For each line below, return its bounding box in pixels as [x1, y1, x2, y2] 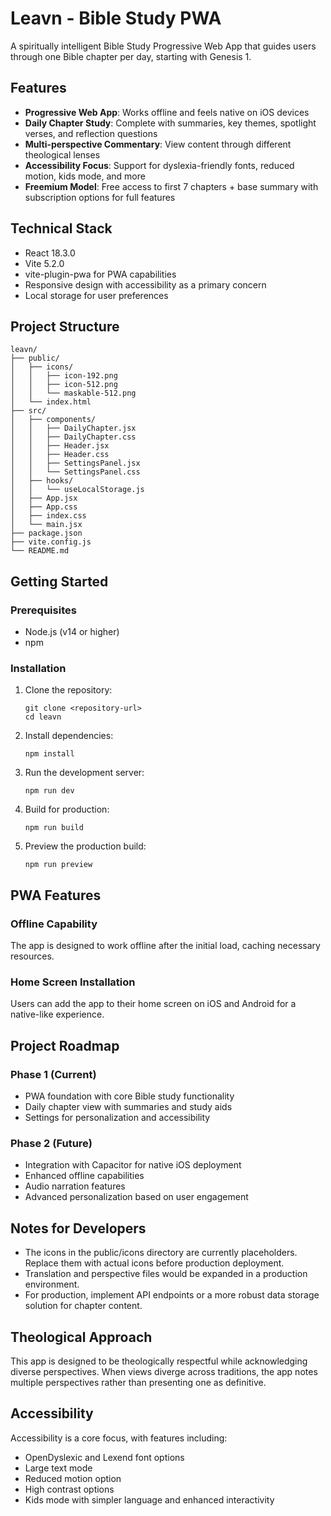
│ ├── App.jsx [10, 493, 78, 504]
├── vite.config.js [10, 537, 92, 547]
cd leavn [24, 712, 62, 722]
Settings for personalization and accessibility [24, 1112, 211, 1124]
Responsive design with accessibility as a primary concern [24, 278, 267, 291]
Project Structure [10, 318, 120, 335]
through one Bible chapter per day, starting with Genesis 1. [10, 50, 252, 62]
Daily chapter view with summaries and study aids [24, 1101, 233, 1113]
